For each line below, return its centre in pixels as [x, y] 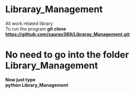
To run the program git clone [36, 28]
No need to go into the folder [67, 55]
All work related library [29, 23]
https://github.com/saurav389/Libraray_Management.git [67, 34]
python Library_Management [37, 85]
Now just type [20, 79]
